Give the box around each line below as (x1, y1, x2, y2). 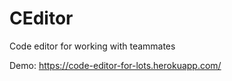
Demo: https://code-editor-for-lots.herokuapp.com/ (9, 59, 222, 71)
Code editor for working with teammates (9, 40, 176, 52)
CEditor (9, 7, 74, 30)
